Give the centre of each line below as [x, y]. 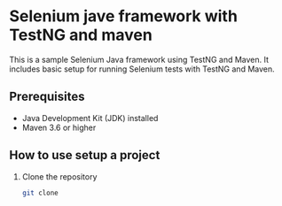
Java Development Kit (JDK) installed [90, 118]
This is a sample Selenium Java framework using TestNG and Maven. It [139, 59]
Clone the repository [59, 176]
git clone [40, 193]
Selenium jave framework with [123, 16]
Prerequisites [47, 97]
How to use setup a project [85, 155]
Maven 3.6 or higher [59, 127]
